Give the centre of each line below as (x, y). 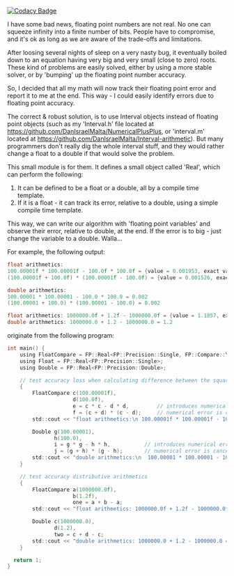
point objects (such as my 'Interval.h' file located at (81, 124)
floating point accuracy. (41, 103)
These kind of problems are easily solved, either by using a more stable (110, 67)
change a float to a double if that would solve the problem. (91, 154)
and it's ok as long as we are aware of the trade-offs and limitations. (105, 39)
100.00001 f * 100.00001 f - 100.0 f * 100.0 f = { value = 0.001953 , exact (114, 271)
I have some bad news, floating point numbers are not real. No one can (109, 24)
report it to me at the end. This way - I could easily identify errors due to (111, 95)
